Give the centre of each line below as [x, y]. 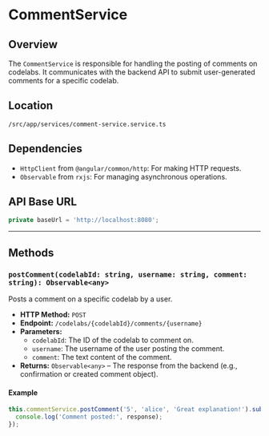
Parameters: [41, 331]
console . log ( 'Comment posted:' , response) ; [89, 417]
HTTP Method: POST [53, 315]
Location [31, 106]
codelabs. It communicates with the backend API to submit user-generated [132, 72]
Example [23, 392]
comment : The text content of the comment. [102, 357]
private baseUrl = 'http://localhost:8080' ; [84, 220]
